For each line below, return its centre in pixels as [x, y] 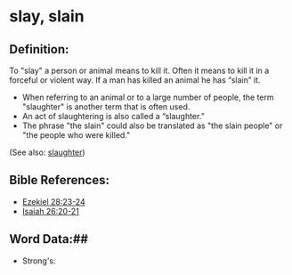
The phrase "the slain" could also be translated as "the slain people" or [152, 125]
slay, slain [47, 16]
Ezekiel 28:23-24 [54, 201]
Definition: [39, 49]
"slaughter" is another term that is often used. [106, 107]
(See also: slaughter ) [48, 152]
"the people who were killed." [76, 135]
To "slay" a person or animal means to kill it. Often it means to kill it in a [139, 70]
